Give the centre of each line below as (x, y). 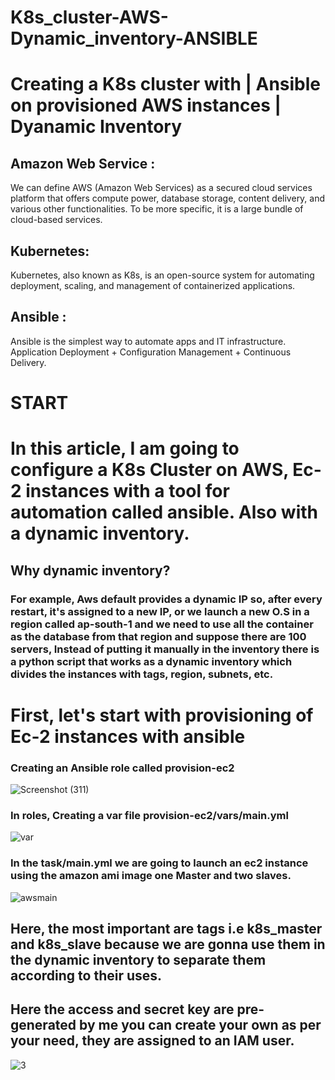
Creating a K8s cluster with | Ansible (166, 84)
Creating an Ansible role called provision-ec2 (122, 768)
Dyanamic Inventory (96, 127)
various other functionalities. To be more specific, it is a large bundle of (157, 209)
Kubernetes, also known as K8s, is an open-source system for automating (162, 275)
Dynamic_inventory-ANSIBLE (134, 38)
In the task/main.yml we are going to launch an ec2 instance (159, 863)
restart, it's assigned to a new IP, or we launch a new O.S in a (160, 611)
